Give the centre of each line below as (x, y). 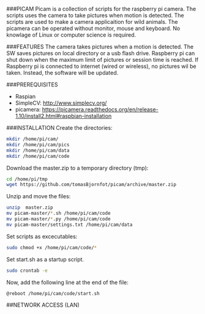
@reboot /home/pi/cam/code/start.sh (53, 293)
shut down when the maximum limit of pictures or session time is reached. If (102, 60)
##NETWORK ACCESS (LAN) (43, 305)
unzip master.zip (30, 207)
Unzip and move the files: (39, 196)
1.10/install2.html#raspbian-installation (63, 116)
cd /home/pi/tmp (27, 179)
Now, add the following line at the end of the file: (67, 282)
